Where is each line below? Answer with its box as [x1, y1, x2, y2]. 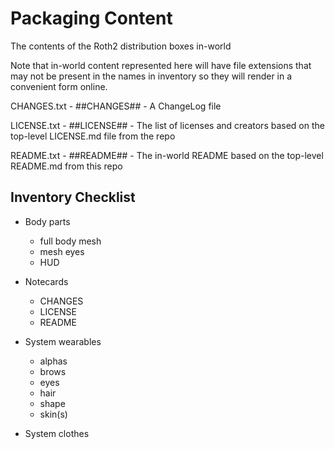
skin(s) [39, 408, 68, 420]
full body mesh [39, 235, 102, 247]
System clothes [24, 427, 90, 439]
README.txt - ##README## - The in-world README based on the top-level [10, 149, 324, 161]
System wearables [24, 335, 102, 347]
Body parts [24, 215, 71, 227]
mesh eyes [39, 245, 85, 257]
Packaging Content [10, 7, 173, 30]
